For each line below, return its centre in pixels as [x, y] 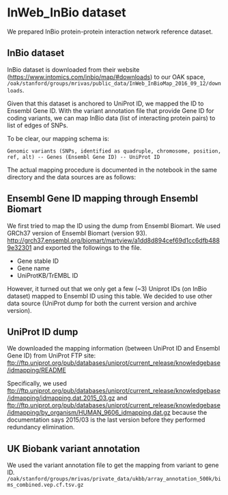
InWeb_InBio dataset [67, 13]
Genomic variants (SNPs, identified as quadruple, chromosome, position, [114, 151]
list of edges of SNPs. [38, 125]
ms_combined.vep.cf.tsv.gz [45, 485]
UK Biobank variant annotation [74, 449]
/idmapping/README [37, 370]
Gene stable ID [38, 261]
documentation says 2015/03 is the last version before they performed [106, 420]
